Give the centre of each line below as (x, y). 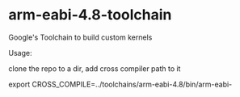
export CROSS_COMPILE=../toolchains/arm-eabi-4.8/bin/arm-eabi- (120, 84)
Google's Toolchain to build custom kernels (80, 37)
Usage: (20, 53)
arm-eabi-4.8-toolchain (90, 15)
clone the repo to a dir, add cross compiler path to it (95, 68)
